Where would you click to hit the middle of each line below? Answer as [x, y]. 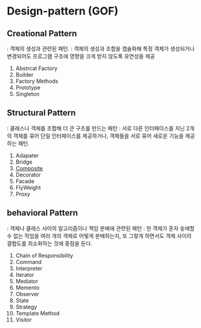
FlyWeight [28, 187]
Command [28, 262]
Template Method [37, 313]
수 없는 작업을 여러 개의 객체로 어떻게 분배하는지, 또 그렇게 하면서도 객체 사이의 [99, 236]
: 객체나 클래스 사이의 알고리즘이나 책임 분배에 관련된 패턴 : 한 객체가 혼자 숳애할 [101, 228]
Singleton [27, 94]
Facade [25, 181]
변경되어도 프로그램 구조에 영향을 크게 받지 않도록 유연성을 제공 [81, 56]
